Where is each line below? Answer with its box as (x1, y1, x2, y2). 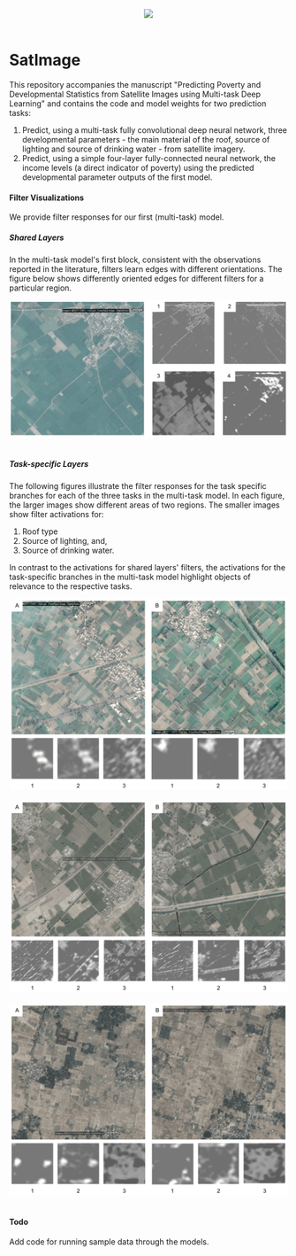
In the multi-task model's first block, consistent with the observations (9, 254, 262, 265)
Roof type (21, 526, 58, 537)
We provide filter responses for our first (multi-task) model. (9, 212, 224, 222)
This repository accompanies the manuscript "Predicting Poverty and (9, 79, 262, 89)
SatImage (9, 50, 81, 70)
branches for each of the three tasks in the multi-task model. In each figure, (9, 491, 285, 501)
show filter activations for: (9, 509, 104, 520)
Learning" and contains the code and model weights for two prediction (9, 97, 267, 109)
